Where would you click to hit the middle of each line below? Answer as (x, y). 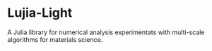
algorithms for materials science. (55, 39)
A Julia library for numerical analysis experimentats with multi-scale (106, 32)
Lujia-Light (40, 13)
